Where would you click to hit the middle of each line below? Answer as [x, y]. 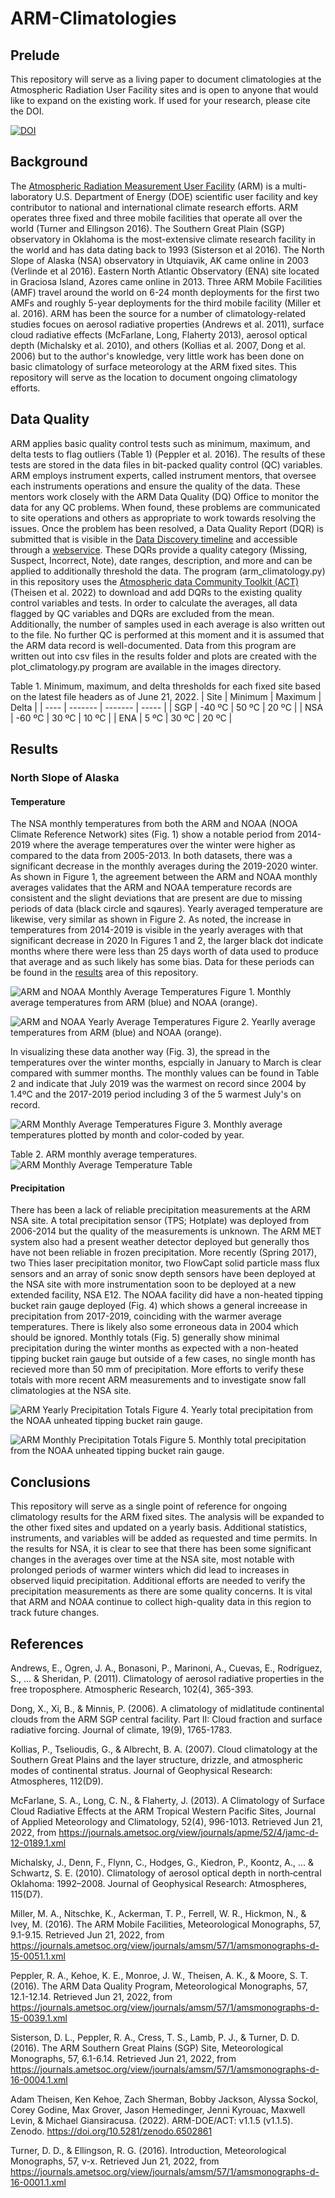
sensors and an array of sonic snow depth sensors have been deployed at [163, 1274]
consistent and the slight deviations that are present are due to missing [156, 898]
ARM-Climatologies [93, 18]
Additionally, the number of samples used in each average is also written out [168, 624]
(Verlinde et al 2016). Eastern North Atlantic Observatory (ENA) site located [165, 271]
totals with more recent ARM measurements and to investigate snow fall [158, 1380]
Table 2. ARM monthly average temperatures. [104, 1154]
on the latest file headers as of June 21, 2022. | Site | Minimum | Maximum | [166, 696]
